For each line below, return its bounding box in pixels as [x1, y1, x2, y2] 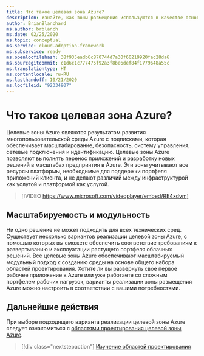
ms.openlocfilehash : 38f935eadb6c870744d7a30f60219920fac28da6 [6, 54, 170, 60]
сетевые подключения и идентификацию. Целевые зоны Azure [6, 148, 170, 155]
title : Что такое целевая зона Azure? [6, 9, 104, 15]
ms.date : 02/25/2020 [6, 32, 59, 38]
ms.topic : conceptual [6, 37, 61, 43]
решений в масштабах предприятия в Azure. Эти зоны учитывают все [6, 161, 189, 168]
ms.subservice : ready [6, 49, 61, 55]
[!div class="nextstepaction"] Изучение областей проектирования [21, 343, 191, 350]
